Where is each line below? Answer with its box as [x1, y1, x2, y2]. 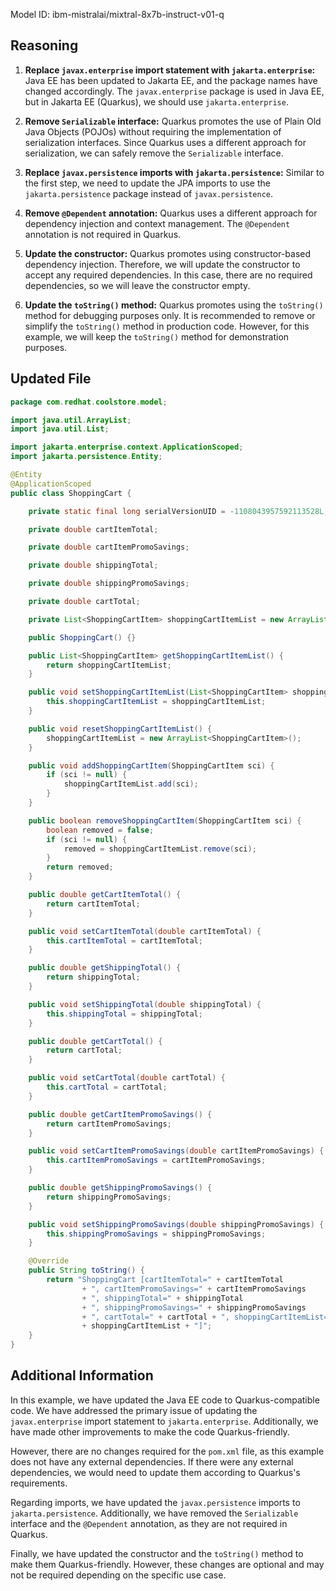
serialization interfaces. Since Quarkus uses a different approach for [24, 136, 307, 148]
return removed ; [46, 862, 114, 873]
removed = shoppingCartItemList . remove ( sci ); [63, 844, 257, 854]
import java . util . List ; [10, 424, 110, 434]
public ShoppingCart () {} [28, 632, 137, 643]
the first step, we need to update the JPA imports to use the [24, 177, 271, 189]
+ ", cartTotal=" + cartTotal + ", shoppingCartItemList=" [81, 1312, 333, 1322]
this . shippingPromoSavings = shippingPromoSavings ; [46, 1229, 267, 1239]
